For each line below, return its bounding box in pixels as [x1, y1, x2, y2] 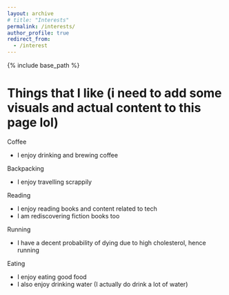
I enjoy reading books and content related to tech [17, 204, 157, 213]
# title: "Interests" [7, 17, 70, 23]
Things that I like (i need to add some [7, 86, 222, 101]
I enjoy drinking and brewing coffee [17, 151, 119, 159]
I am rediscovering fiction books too [17, 211, 120, 220]
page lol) [7, 115, 59, 131]
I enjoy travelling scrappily [17, 178, 92, 186]
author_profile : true [7, 29, 70, 37]
